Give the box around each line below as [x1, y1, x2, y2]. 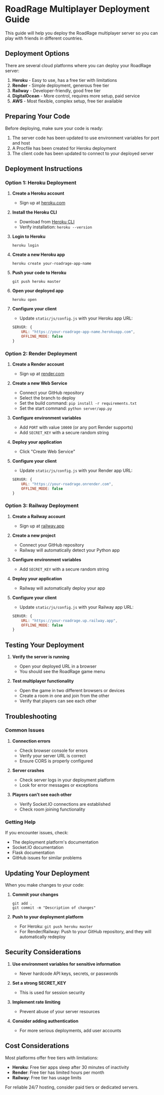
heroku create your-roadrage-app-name [12, 261, 92, 266]
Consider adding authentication [12, 1018, 79, 1024]
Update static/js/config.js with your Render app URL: [19, 468, 133, 473]
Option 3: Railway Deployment [5, 502, 79, 509]
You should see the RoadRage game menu [19, 669, 105, 674]
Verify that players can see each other [19, 698, 97, 704]
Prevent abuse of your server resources [19, 1008, 100, 1014]
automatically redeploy [19, 934, 66, 940]
